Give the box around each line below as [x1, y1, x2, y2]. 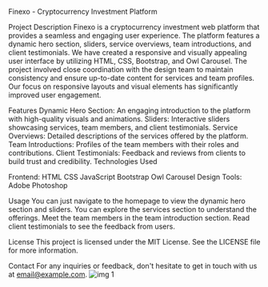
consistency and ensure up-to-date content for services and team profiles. [8, 74, 254, 82]
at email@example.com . [8, 269, 88, 279]
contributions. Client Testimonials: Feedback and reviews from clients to [8, 148, 246, 157]
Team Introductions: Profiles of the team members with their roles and [8, 140, 239, 149]
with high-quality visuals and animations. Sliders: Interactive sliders [8, 114, 230, 123]
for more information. [8, 245, 78, 255]
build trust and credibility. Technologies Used [8, 157, 158, 166]
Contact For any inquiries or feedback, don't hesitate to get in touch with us [8, 261, 258, 270]
